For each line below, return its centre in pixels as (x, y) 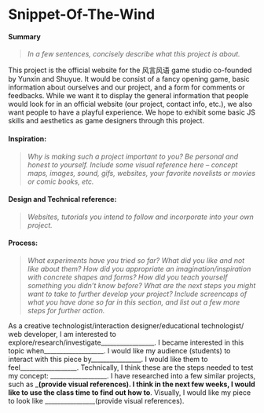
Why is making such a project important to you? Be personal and (133, 156)
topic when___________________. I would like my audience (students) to (119, 351)
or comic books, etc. (60, 181)
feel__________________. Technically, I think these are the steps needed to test (131, 367)
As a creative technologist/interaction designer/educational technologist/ (126, 326)
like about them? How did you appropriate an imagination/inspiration (139, 269)
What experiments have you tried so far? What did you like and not (136, 260)
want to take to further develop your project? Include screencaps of (137, 294)
